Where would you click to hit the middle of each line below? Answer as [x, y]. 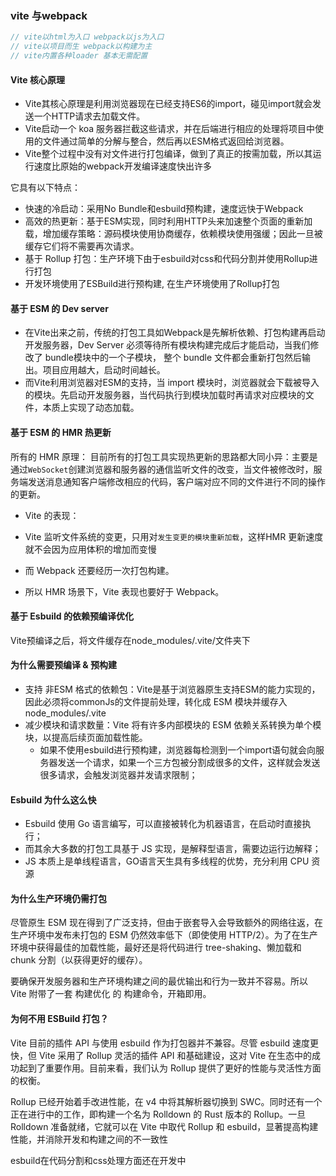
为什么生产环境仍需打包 [58, 898]
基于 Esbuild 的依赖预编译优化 [72, 616]
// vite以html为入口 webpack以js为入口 [87, 37]
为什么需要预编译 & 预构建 [64, 665]
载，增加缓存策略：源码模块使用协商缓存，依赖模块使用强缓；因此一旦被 [173, 234]
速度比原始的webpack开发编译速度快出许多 [122, 166]
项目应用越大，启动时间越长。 [104, 370]
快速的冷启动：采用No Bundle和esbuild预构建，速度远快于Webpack [164, 209]
